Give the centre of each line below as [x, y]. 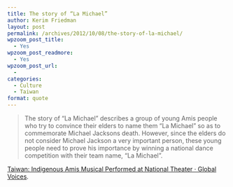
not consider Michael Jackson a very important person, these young [123, 140]
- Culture [28, 85]
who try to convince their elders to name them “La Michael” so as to [122, 126]
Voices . [18, 176]
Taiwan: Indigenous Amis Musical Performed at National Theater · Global [112, 169]
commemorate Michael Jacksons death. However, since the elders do [125, 133]
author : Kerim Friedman [42, 20]
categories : [24, 79]
